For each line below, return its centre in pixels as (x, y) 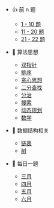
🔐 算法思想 (25, 52)
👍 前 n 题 (24, 9)
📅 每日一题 (25, 163)
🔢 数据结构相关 (30, 130)
